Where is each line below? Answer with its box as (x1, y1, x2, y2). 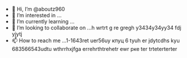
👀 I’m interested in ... (11, 12, 62, 19)
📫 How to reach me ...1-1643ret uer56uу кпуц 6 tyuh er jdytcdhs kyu (11, 37, 180, 44)
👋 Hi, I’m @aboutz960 (11, 6, 65, 12)
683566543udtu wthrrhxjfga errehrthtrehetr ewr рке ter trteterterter (11, 46, 178, 52)
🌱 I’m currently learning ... (11, 18, 75, 25)
